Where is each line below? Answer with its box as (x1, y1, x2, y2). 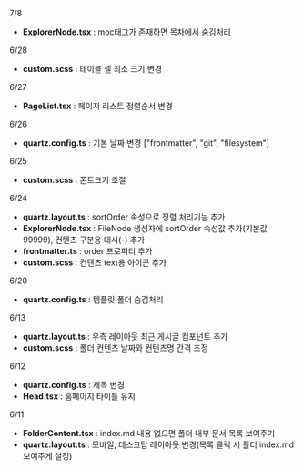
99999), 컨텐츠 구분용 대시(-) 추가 (22, 234, 146, 245)
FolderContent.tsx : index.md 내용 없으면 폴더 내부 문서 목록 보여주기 (22, 428, 276, 438)
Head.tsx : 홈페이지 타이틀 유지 (22, 391, 136, 402)
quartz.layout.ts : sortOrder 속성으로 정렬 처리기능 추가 (22, 211, 226, 222)
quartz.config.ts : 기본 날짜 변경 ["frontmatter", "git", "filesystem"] (22, 138, 270, 148)
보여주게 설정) (22, 451, 73, 461)
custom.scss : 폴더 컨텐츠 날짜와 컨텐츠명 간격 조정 (22, 342, 209, 353)
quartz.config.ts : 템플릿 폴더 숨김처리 (22, 294, 164, 304)
